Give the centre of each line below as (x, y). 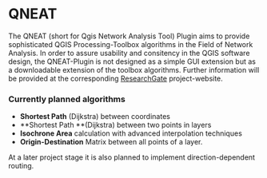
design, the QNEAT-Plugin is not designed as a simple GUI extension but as (132, 61)
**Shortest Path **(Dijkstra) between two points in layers (116, 125)
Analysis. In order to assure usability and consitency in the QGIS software (129, 53)
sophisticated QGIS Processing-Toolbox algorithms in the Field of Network (131, 44)
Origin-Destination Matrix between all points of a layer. (111, 142)
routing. (21, 166)
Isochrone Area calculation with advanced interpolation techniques (131, 133)
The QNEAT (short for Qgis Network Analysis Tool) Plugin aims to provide (129, 36)
